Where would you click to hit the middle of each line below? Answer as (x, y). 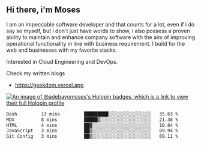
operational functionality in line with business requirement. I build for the (96, 43)
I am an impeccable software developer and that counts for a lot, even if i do (100, 24)
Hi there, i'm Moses (43, 10)
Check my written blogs (36, 73)
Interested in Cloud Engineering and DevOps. (62, 61)
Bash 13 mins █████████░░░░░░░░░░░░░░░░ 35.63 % (92, 114)
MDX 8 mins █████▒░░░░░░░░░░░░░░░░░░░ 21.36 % (92, 120)
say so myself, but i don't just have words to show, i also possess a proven (98, 31)
